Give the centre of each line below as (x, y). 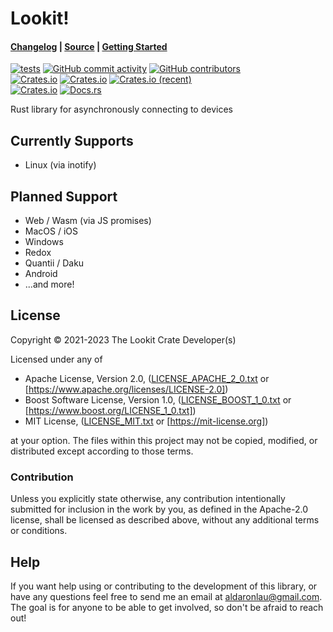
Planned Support (64, 196)
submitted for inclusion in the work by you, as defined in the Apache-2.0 (159, 509)
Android (41, 274)
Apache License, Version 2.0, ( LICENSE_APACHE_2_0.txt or (147, 378)
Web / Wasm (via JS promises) (88, 221)
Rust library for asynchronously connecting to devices (121, 109)
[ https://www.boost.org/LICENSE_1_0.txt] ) (110, 410)
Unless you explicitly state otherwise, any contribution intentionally (148, 499)
